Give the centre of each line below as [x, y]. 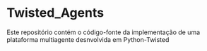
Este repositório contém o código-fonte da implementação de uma [103, 32]
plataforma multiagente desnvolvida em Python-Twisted [88, 39]
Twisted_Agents [55, 13]
